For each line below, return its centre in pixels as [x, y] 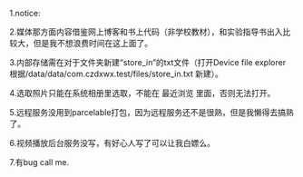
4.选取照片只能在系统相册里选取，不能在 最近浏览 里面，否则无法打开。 [142, 93]
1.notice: [25, 13]
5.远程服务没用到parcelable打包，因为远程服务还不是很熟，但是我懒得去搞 [148, 112]
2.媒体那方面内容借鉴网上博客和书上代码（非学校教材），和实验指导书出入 [146, 32]
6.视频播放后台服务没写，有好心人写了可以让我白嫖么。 [112, 143]
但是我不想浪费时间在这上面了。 [93, 43]
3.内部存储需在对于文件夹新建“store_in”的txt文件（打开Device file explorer [148, 62]
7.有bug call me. [39, 162]
